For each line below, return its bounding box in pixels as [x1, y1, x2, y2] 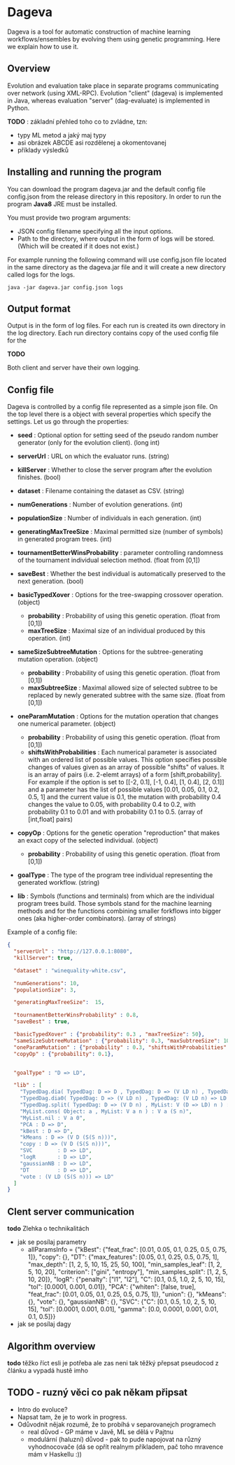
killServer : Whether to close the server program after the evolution [17, 466, 212, 474]
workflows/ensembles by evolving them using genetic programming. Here [7, 34, 220, 43]
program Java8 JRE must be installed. [7, 199, 117, 208]
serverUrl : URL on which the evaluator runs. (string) [17, 452, 170, 460]
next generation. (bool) [17, 577, 84, 586]
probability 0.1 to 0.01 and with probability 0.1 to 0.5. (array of [27, 808, 203, 816]
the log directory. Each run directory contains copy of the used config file [7, 329, 219, 337]
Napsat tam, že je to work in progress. [17, 1412, 128, 1421]
